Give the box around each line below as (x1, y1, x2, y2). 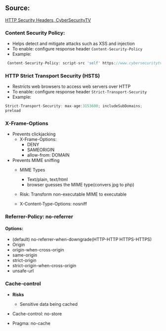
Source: (5, 4, 30, 12)
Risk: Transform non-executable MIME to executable (19, 191, 127, 197)
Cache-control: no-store (12, 311, 62, 317)
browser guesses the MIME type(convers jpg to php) (27, 182, 134, 188)
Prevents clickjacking (12, 131, 56, 137)
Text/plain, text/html (27, 176, 68, 182)
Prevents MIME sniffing (12, 158, 60, 164)
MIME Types (19, 167, 45, 173)
